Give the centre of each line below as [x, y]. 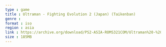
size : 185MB [19, 37]
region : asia [20, 28]
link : [12, 32]
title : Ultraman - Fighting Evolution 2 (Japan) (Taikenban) [70, 14]
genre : [13, 19]
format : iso [19, 23]
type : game [17, 10]
